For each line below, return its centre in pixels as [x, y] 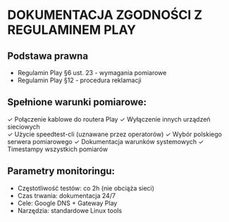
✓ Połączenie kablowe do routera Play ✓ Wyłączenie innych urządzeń [109, 119]
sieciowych [24, 126]
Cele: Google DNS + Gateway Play [67, 203]
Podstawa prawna [48, 56]
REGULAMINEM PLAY [72, 30]
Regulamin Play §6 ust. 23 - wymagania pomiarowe [92, 73]
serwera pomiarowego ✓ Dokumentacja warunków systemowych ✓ [106, 141]
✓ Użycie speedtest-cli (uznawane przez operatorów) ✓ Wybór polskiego [114, 134]
